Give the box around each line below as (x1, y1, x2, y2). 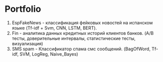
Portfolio (4, 3, 41, 15)
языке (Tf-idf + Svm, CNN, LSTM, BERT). (11, 25, 97, 31)
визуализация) (11, 40, 43, 46)
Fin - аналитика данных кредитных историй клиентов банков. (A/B (11, 30, 154, 36)
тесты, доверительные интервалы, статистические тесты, (11, 35, 136, 41)
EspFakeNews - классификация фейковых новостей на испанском (11, 20, 153, 26)
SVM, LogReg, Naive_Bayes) (19, 51, 78, 57)
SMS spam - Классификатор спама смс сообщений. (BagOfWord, (11, 46, 151, 52)
